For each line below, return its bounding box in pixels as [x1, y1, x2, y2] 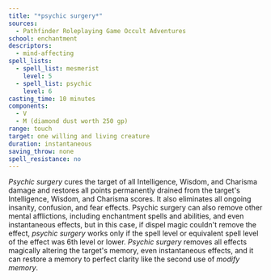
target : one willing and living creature [8, 132, 150, 140]
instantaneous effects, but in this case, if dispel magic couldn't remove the [8, 220, 257, 230]
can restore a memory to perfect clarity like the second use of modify [8, 254, 240, 264]
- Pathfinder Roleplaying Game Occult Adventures [15, 27, 186, 35]
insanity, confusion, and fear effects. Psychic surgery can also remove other [8, 203, 263, 213]
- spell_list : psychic [15, 79, 92, 87]
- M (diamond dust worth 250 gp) [15, 117, 129, 125]
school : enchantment [8, 34, 78, 43]
